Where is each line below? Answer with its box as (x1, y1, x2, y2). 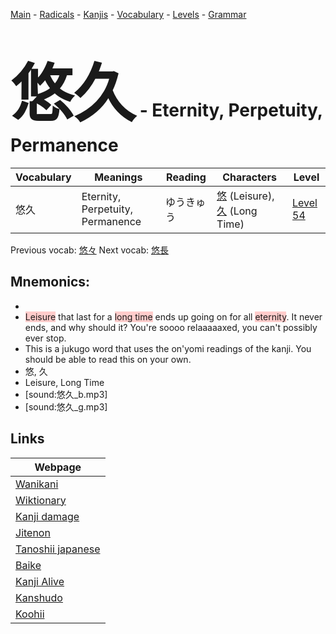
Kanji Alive (15, 574, 65, 588)
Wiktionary (15, 493, 67, 507)
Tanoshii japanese (15, 542, 101, 556)
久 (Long (216, 204, 258, 218)
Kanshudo (15, 590, 63, 604)
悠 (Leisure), (216, 189, 275, 203)
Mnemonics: (10, 274, 91, 291)
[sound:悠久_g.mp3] (24, 400, 108, 413)
